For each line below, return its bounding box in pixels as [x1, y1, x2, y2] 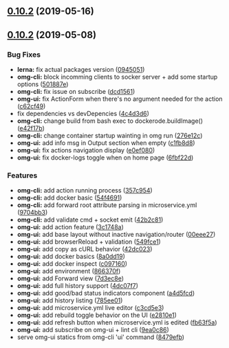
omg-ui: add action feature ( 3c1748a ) [17, 223, 124, 231]
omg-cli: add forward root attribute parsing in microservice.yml [17, 201, 197, 209]
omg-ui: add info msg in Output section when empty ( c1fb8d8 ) [17, 139, 195, 147]
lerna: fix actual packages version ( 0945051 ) [17, 66, 145, 74]
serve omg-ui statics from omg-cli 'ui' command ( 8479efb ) [17, 333, 184, 341]
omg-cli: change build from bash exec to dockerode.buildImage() [17, 117, 204, 125]
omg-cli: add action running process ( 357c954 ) [17, 186, 153, 195]
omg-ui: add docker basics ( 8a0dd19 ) [17, 252, 126, 261]
